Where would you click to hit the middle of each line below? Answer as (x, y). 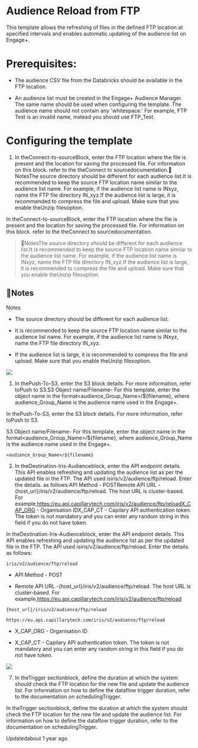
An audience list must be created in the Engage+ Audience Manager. (98, 98)
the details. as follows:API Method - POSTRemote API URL (85, 484)
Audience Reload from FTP (73, 11)
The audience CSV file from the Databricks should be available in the (98, 80)
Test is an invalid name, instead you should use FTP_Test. (85, 117)
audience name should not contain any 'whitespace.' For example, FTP (101, 110)
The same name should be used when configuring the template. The (98, 104)
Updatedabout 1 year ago (37, 738)
